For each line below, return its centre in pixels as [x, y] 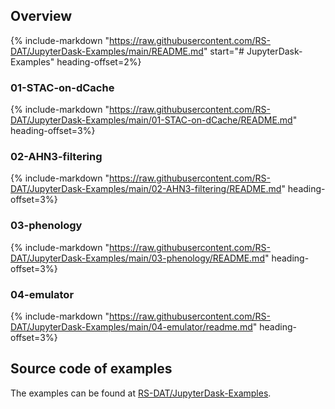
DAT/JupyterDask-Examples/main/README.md [107, 51]
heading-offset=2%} [99, 61]
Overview [41, 16]
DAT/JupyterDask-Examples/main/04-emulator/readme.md [131, 327]
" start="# [224, 51]
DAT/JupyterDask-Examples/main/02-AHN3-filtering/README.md [146, 189]
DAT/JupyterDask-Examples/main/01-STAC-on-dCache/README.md [151, 120]
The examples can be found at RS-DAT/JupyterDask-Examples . [141, 393]
